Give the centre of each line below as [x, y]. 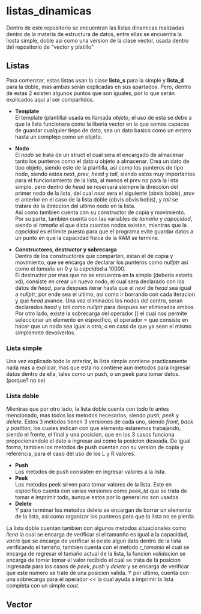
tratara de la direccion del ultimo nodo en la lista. [75, 206]
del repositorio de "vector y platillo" [50, 47]
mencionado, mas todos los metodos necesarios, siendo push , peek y [93, 416]
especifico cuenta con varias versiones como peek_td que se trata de [101, 491]
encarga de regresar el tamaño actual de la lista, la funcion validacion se [96, 554]
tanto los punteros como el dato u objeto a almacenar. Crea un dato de [102, 161]
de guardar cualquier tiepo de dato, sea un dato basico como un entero [103, 130]
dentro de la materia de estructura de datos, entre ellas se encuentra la [94, 34]
